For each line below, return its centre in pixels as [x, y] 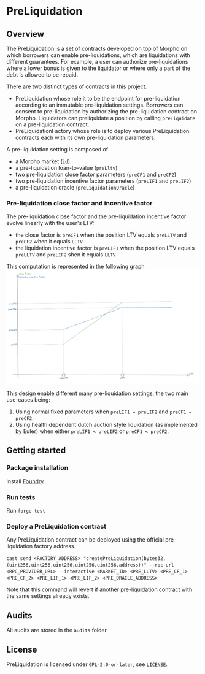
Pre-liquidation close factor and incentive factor [79, 203]
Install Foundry [25, 481]
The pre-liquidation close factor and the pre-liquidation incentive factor [96, 216]
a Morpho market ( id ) [43, 161]
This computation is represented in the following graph [76, 266]
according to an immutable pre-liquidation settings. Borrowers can [99, 105]
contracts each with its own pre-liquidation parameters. [85, 137]
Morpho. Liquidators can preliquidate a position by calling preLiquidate [105, 118]
